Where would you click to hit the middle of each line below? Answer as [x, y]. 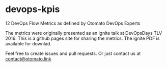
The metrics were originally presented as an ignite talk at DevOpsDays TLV [84, 33]
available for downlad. [29, 43]
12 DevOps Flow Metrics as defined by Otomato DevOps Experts [73, 23]
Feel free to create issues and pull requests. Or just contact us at [73, 53]
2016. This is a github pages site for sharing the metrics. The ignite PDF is [82, 38]
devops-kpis [33, 9]
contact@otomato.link [29, 58]
